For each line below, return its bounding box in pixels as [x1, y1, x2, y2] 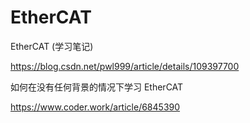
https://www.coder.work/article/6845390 [10, 101, 181, 113]
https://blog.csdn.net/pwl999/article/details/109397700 [10, 60, 240, 72]
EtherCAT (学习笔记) [10, 40, 94, 52]
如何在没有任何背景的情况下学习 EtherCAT [10, 81, 184, 93]
